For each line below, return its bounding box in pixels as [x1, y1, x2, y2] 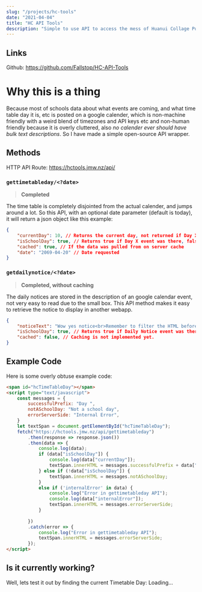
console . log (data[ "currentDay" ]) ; [49, 457, 136, 463]
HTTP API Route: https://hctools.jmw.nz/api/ [6, 164, 115, 171]
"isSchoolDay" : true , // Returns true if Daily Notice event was [17, 328, 185, 335]
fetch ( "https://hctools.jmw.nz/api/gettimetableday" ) [17, 428, 155, 435]
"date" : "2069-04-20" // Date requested [17, 249, 120, 256]
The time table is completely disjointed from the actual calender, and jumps [6, 203, 192, 210]
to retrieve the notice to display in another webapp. [6, 306, 133, 313]
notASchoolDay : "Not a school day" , [28, 407, 120, 413]
